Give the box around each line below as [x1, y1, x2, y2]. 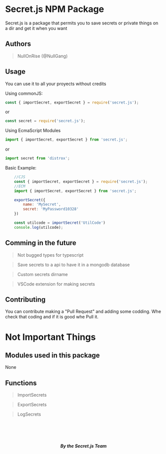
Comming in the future [5, 239, 77, 247]
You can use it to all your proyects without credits [5, 81, 106, 87]
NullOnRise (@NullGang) [17, 53, 68, 59]
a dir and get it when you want [5, 25, 68, 31]
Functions [5, 379, 37, 387]
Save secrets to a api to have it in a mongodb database [17, 262, 130, 268]
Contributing [5, 296, 46, 304]
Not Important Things [5, 331, 96, 342]
